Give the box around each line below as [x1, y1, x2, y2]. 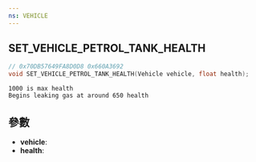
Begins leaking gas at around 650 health [8, 91, 149, 100]
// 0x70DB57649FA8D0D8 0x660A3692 [8, 63, 124, 71]
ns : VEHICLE [8, 11, 48, 20]
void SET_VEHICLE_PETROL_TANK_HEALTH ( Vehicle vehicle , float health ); [8, 70, 250, 79]
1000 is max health [8, 85, 74, 93]
